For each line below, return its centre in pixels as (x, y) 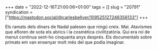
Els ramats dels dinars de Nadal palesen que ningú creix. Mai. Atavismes (78, 27)
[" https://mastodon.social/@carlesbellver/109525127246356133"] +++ (77, 17)
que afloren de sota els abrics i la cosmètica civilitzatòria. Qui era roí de (78, 32)
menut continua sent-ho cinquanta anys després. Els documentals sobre (78, 37)
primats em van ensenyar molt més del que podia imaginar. (65, 42)
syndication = (19, 12)
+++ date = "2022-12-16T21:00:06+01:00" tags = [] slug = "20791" (73, 7)
